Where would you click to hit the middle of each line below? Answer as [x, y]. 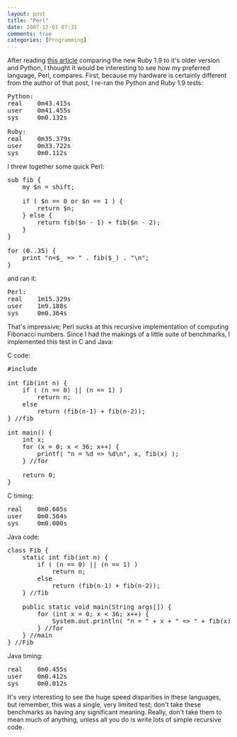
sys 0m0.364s [37, 313]
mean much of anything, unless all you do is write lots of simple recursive [114, 720]
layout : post [27, 14]
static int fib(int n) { [65, 558]
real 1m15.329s [39, 299]
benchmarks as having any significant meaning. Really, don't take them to [115, 712]
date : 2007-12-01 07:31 [42, 27]
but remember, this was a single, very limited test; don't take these [104, 704]
